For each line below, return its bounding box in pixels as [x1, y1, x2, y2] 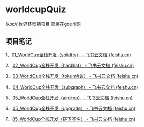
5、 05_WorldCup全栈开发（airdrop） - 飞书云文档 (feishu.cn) [5, 95, 133, 101]
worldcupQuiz [5, 4, 67, 15]
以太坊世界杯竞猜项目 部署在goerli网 [5, 21, 81, 27]
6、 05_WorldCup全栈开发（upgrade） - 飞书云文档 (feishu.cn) [5, 105, 136, 111]
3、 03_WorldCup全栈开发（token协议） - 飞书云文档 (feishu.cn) [5, 73, 139, 79]
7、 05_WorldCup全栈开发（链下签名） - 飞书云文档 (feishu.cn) [5, 116, 136, 122]
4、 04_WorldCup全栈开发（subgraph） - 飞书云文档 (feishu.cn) [5, 83, 138, 90]
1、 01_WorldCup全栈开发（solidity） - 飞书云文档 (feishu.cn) [5, 52, 131, 58]
